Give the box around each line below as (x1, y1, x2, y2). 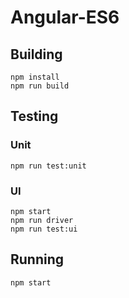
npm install (10, 72, 60, 82)
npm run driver (10, 215, 74, 225)
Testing (10, 108, 59, 125)
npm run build (10, 81, 70, 91)
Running (10, 251, 65, 268)
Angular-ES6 (10, 6, 120, 29)
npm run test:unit (10, 161, 87, 171)
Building (10, 46, 63, 63)
